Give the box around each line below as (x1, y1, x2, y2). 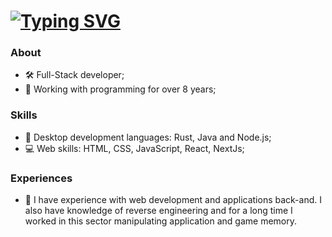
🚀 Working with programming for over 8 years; (24, 83, 217, 95)
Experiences (10, 171, 73, 185)
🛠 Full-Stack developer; (24, 69, 125, 81)
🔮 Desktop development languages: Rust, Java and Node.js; (24, 131, 272, 143)
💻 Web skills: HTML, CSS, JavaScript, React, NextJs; (24, 142, 245, 154)
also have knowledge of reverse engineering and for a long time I (24, 205, 293, 217)
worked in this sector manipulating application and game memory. (24, 215, 298, 227)
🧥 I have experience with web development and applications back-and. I (24, 194, 322, 206)
